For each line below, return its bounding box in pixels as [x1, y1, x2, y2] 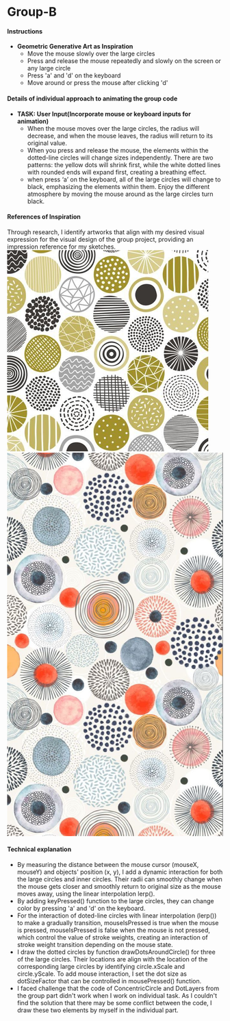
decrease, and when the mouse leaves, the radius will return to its [27, 131, 214, 140]
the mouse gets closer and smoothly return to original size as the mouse [16, 883, 221, 890]
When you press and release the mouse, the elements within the [27, 146, 209, 154]
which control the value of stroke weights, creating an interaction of [16, 933, 208, 942]
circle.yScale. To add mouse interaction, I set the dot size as [16, 970, 187, 978]
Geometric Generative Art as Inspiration [16, 42, 133, 51]
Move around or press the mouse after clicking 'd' [27, 79, 168, 87]
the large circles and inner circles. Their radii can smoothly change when [16, 875, 222, 883]
